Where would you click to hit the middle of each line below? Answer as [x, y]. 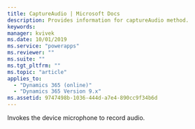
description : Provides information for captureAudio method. [98, 20]
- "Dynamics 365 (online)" [53, 85]
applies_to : [24, 78]
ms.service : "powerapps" [43, 46]
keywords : [22, 26]
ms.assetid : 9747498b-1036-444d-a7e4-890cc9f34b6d [82, 98]
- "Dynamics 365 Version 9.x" [57, 91]
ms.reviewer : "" [31, 53]
